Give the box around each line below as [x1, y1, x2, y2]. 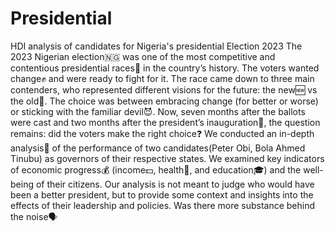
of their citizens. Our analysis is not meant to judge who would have [35, 178, 315, 190]
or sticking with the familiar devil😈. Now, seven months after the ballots [10, 105, 306, 117]
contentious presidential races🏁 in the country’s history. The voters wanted [10, 62, 320, 74]
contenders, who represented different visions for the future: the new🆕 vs [10, 83, 318, 96]
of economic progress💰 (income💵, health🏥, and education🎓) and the [10, 163, 302, 176]
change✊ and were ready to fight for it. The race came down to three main [10, 72, 315, 84]
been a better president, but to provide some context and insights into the [10, 188, 314, 201]
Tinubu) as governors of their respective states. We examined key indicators [10, 152, 325, 164]
